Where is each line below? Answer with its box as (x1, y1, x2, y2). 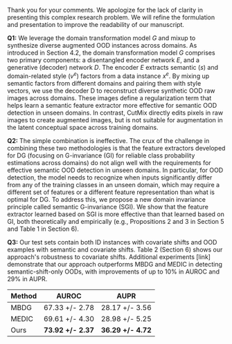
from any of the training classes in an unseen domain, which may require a (7, 180, 220, 189)
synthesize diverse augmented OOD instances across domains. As (7, 41, 197, 49)
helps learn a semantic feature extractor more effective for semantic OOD (7, 101, 217, 109)
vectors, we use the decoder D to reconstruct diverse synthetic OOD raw (7, 86, 216, 95)
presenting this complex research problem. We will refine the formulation (7, 13, 215, 21)
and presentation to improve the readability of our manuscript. (7, 21, 185, 28)
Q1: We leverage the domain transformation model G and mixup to (7, 34, 196, 42)
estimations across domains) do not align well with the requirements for (7, 158, 211, 166)
